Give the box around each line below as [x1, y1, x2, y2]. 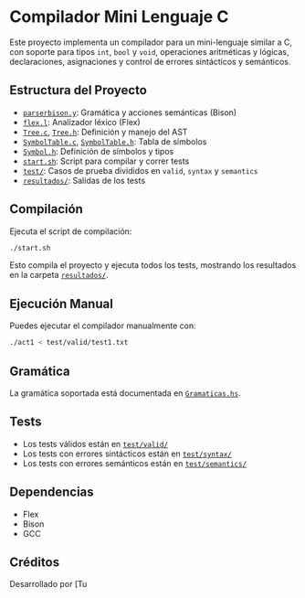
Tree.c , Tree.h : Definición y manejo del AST [22, 126, 188, 137]
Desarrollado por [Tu [9, 579, 88, 590]
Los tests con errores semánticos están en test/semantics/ [22, 457, 247, 468]
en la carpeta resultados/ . [9, 270, 110, 281]
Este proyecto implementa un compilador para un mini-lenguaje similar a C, [9, 37, 292, 48]
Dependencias [9, 485, 94, 500]
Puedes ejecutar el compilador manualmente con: [9, 320, 196, 331]
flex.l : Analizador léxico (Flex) [22, 116, 142, 127]
